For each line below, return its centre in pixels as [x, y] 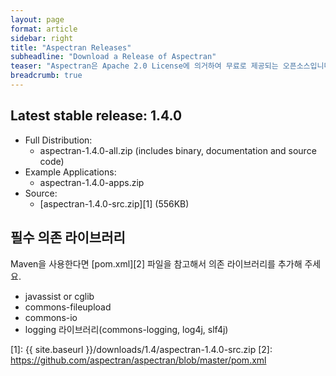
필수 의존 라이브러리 [68, 237]
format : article [44, 29]
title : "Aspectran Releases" [71, 47]
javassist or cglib [59, 296]
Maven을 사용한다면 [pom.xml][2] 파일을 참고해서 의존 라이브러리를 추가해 [156, 263]
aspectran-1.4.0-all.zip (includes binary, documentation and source [178, 150]
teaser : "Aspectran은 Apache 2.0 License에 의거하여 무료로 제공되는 [144, 66]
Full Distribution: [58, 140]
